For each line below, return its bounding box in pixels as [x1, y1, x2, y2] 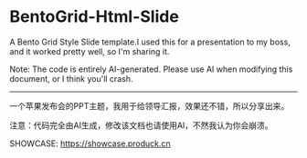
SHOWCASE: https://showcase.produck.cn [9, 138, 171, 149]
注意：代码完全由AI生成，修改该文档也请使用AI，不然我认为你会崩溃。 [9, 120, 273, 131]
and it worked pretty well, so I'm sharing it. [9, 45, 170, 56]
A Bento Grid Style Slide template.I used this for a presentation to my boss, [9, 36, 291, 47]
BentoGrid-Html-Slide [9, 6, 180, 27]
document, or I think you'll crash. [9, 73, 133, 84]
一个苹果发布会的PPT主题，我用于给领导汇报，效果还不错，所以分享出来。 [9, 100, 290, 111]
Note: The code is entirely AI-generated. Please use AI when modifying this [9, 64, 293, 74]
